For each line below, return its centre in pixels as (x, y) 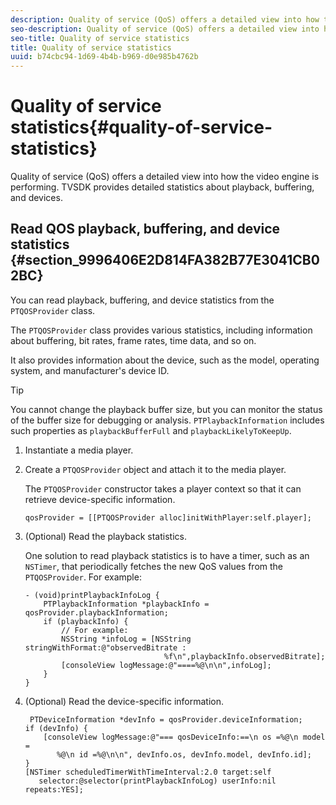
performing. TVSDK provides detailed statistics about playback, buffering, (162, 187)
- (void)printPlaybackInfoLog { (92, 595)
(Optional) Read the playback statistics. (105, 536)
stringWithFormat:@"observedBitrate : (105, 647)
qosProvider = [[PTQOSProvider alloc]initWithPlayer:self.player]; (168, 517)
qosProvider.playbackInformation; (96, 612)
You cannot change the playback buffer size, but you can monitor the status (166, 409)
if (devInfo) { (56, 728)
